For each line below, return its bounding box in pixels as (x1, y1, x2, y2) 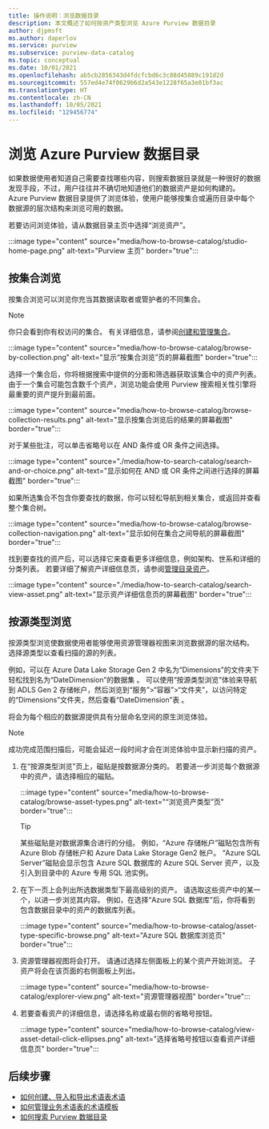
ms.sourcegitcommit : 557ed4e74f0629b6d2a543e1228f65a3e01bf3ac (8, 78, 224, 86)
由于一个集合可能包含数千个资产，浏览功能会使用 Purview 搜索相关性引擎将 (8, 379, 257, 389)
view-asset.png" (8, 589, 63, 599)
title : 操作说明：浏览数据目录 (8, 11, 99, 20)
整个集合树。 (8, 502, 50, 512)
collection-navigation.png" (8, 528, 96, 538)
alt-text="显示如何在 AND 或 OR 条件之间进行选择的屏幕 (75, 466, 260, 475)
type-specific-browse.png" (19, 930, 110, 940)
